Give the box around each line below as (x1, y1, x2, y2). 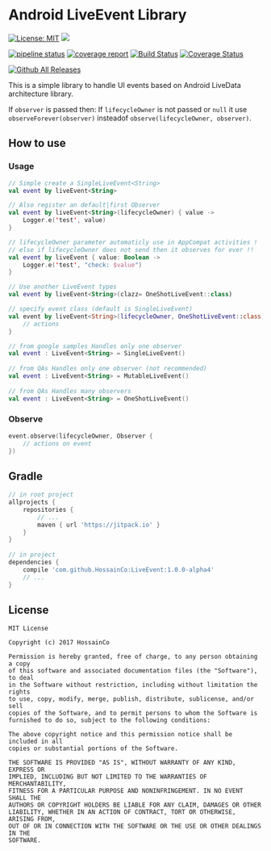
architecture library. (8, 89, 74, 99)
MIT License (8, 624, 48, 633)
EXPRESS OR (8, 765, 45, 774)
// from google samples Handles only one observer (8, 342, 182, 350)
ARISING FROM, (8, 815, 56, 824)
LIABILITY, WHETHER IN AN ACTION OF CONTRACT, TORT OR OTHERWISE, (8, 808, 236, 816)
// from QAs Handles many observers (8, 387, 131, 395)
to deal (8, 674, 35, 682)
